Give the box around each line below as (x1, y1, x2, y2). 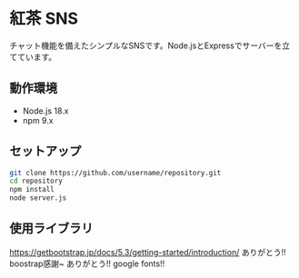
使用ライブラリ (9, 221, 94, 236)
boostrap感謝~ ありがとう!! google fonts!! (9, 258, 165, 269)
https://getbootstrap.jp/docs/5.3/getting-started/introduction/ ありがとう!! (9, 246, 286, 257)
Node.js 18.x (22, 105, 69, 116)
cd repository (9, 176, 64, 186)
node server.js (9, 194, 67, 203)
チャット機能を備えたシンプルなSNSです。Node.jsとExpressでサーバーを (9, 40, 283, 51)
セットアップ (9, 144, 82, 159)
